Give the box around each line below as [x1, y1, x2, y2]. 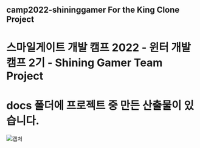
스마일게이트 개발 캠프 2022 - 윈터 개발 [6, 41, 191, 54]
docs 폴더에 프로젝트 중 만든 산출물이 [6, 98, 182, 112]
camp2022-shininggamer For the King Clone [6, 5, 180, 15]
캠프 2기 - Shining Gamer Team [6, 56, 163, 69]
